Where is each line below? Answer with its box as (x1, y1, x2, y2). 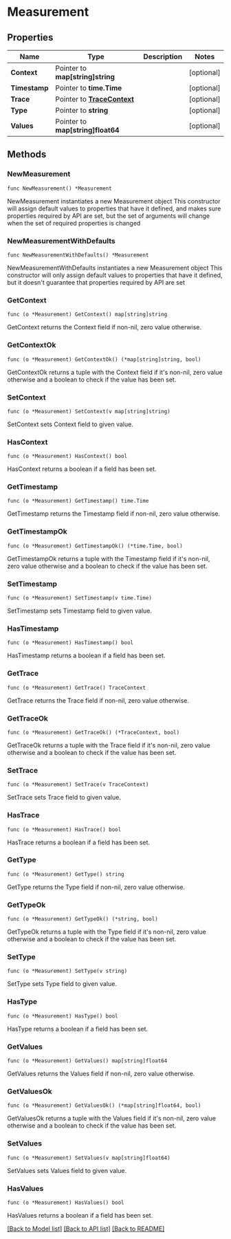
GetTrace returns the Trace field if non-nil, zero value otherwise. (7, 696, 190, 705)
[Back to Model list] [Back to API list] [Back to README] (7, 1225, 165, 1233)
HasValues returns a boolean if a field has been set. (7, 1211, 153, 1219)
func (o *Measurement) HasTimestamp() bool (7, 639, 134, 646)
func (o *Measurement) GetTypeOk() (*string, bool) (7, 916, 158, 923)
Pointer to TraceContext (55, 94, 134, 104)
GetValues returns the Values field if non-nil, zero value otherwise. (7, 1070, 195, 1078)
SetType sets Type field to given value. (7, 980, 117, 988)
